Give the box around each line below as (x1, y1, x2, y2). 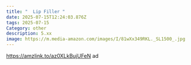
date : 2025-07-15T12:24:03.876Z (6, 14, 87, 20)
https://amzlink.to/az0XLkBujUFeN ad (6, 53, 99, 59)
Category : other (6, 25, 47, 31)
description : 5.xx (6, 31, 52, 37)
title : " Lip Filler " (6, 8, 66, 15)
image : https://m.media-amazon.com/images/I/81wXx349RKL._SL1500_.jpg (6, 36, 186, 42)
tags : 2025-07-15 (6, 19, 50, 25)
